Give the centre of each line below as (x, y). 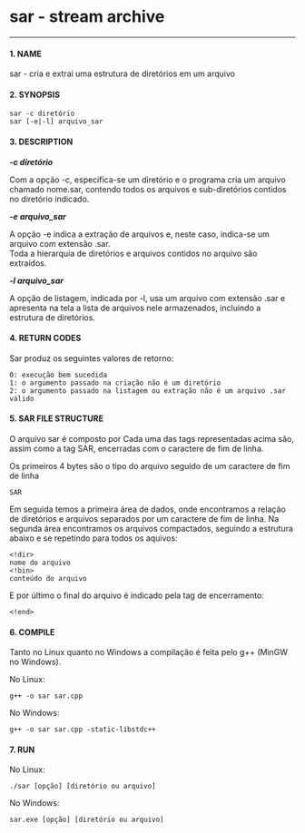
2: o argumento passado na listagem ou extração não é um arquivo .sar (148, 391)
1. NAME (26, 54)
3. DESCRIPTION (41, 142)
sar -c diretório (42, 114)
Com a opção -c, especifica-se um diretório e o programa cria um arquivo (148, 180)
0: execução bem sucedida (58, 375)
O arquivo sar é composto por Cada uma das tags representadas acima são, (152, 438)
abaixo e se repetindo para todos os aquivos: (94, 538)
